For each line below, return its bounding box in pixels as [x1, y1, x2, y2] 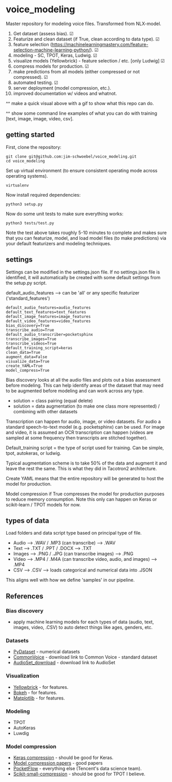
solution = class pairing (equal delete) [13, 397, 93, 404]
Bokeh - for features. [13, 689, 58, 695]
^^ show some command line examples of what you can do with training [6, 110, 158, 116]
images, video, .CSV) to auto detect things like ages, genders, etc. [13, 624, 153, 630]
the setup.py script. [6, 280, 47, 286]
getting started [6, 131, 55, 139]
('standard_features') [6, 295, 50, 301]
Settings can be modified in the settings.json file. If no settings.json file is [6, 269, 160, 275]
